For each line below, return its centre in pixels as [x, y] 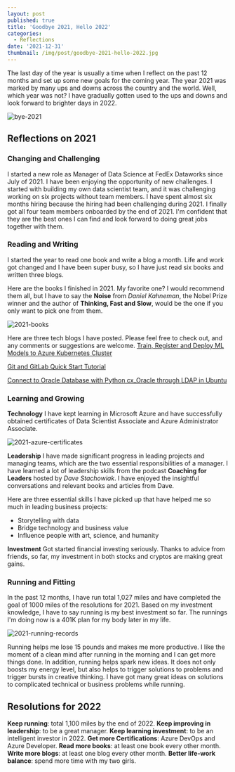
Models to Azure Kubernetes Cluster [60, 353]
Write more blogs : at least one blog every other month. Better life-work [112, 754]
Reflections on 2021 [52, 139]
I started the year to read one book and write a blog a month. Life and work [116, 259]
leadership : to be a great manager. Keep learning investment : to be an [110, 731]
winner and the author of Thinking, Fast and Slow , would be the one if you [115, 303]
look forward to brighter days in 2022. [62, 103]
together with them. [36, 226]
